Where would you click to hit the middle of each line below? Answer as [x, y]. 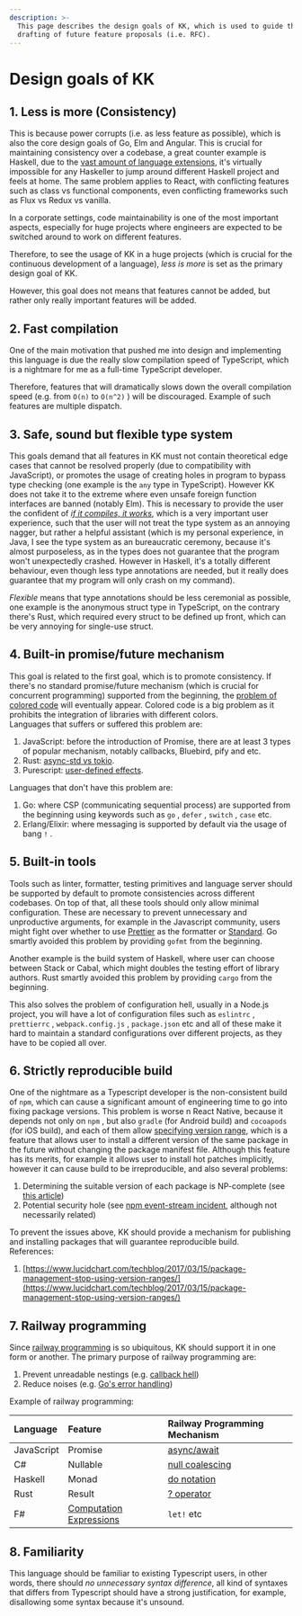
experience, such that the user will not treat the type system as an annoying [150, 523]
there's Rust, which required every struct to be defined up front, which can [147, 616]
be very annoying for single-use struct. [82, 626]
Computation [95, 1509]
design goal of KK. [44, 273]
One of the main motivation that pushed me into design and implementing [145, 351]
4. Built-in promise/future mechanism [117, 654]
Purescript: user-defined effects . [83, 770]
